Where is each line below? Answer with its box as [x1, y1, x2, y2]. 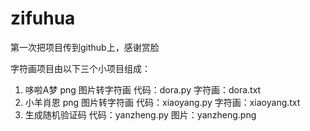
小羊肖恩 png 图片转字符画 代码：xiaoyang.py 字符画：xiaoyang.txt [24, 96, 301, 108]
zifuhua [10, 7, 76, 30]
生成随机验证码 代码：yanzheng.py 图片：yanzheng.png [24, 108, 257, 121]
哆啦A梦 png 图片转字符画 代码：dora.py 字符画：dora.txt [24, 83, 262, 96]
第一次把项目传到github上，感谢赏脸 [10, 41, 160, 53]
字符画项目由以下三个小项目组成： [10, 62, 151, 74]
